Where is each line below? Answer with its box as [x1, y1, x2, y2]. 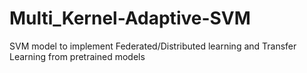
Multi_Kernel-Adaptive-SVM [9, 7, 251, 30]
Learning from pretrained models [9, 50, 146, 62]
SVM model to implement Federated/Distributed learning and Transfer [9, 40, 297, 52]
